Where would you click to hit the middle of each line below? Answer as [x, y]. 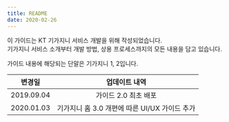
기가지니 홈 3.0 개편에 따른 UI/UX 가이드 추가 [126, 108]
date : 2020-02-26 [32, 20]
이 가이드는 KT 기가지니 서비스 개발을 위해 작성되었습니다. [85, 40]
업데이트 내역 [126, 82]
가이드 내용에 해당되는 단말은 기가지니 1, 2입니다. [73, 63]
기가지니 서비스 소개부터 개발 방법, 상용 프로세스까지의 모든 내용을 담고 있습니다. [115, 49]
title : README [28, 13]
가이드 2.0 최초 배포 [126, 95]
